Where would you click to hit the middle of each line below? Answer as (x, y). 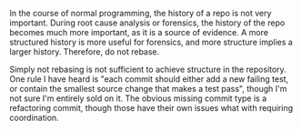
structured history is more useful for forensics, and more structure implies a (151, 42)
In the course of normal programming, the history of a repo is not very (141, 13)
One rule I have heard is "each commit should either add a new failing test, (149, 79)
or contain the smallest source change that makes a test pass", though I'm (148, 89)
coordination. (34, 118)
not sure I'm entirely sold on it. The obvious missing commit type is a (138, 98)
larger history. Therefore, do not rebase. (85, 52)
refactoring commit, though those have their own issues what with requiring (151, 108)
